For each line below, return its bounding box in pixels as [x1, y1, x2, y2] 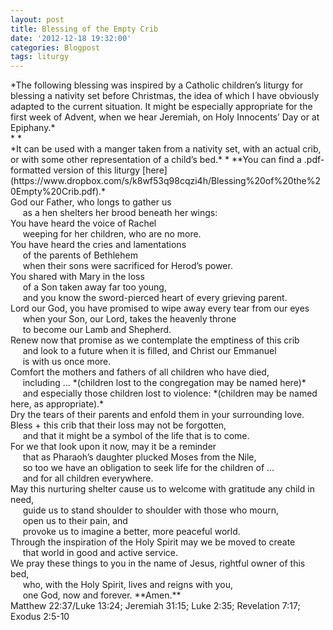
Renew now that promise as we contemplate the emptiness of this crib [10, 334, 300, 346]
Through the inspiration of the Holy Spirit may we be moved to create [10, 536, 296, 548]
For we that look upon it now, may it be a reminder [10, 441, 217, 453]
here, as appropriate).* [10, 398, 105, 410]
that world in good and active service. [22, 547, 179, 559]
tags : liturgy [10, 52, 70, 62]
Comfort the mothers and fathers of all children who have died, [10, 366, 270, 378]
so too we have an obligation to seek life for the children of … [22, 462, 275, 474]
